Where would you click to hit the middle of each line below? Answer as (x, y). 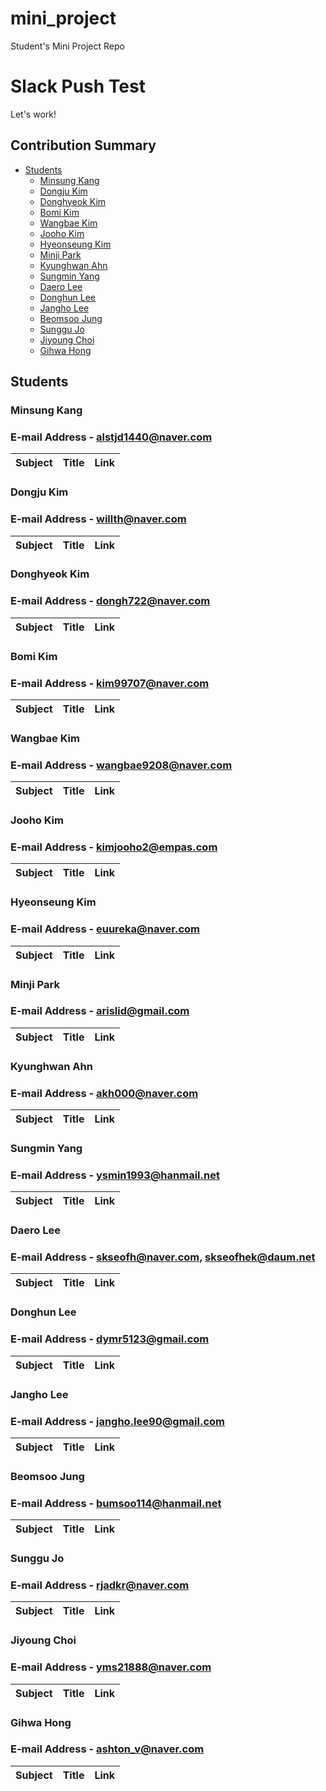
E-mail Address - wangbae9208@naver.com (121, 765)
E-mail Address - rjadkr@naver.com (100, 1585)
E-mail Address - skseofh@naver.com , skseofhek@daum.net (163, 1257)
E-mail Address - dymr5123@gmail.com (110, 1339)
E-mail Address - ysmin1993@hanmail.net (115, 1175)
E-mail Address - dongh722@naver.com (110, 601)
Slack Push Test (78, 86)
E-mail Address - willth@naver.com (98, 519)
